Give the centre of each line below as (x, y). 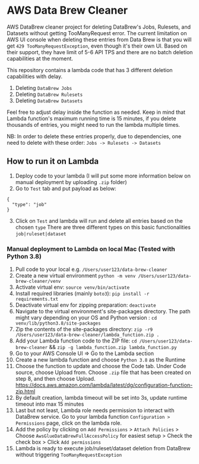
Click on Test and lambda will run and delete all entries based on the (99, 220)
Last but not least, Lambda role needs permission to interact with (95, 410)
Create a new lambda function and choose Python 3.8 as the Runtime (100, 360)
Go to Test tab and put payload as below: (66, 188)
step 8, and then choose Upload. (55, 379)
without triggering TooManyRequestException (69, 455)
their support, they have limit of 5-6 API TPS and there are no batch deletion (100, 52)
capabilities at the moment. (40, 58)
